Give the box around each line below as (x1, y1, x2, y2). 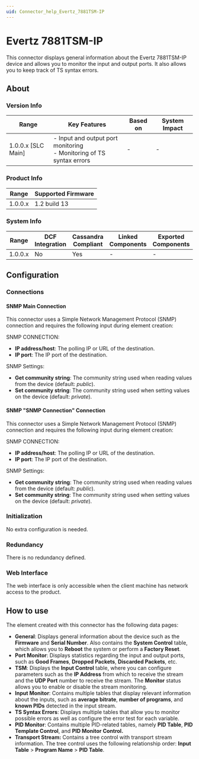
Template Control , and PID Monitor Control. (14, 728, 124, 735)
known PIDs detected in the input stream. (14, 702, 117, 709)
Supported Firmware (34, 189, 95, 197)
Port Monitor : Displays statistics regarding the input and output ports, (14, 652, 185, 659)
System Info (6, 217, 42, 225)
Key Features (68, 120, 107, 129)
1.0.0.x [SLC (9, 142, 44, 150)
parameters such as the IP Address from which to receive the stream (14, 671, 184, 678)
